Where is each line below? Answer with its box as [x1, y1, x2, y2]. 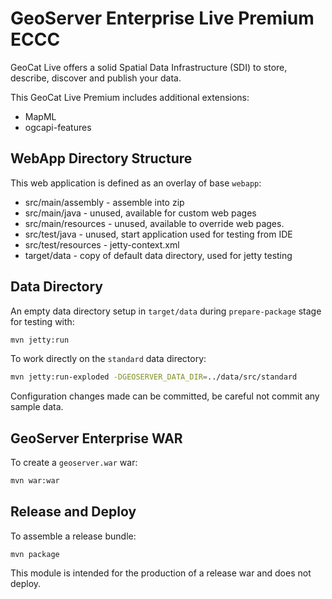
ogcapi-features [24, 121, 92, 133]
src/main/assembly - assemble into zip [24, 196, 185, 208]
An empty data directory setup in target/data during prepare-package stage [10, 305, 322, 317]
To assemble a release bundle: [10, 530, 137, 542]
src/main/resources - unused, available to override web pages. [24, 217, 285, 229]
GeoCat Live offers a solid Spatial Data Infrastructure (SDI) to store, [10, 61, 288, 73]
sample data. [10, 401, 64, 413]
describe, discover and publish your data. [10, 72, 182, 84]
